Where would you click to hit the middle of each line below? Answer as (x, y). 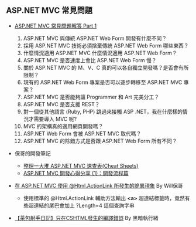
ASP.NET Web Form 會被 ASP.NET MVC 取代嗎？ (82, 133)
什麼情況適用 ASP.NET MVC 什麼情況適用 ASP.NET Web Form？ (100, 53)
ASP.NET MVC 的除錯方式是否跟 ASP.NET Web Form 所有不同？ (100, 141)
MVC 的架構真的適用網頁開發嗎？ (63, 126)
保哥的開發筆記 (32, 153)
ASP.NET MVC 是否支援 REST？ (61, 104)
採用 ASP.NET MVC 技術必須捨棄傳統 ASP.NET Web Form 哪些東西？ (106, 45)
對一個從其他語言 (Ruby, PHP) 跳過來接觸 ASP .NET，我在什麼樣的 (103, 111)
